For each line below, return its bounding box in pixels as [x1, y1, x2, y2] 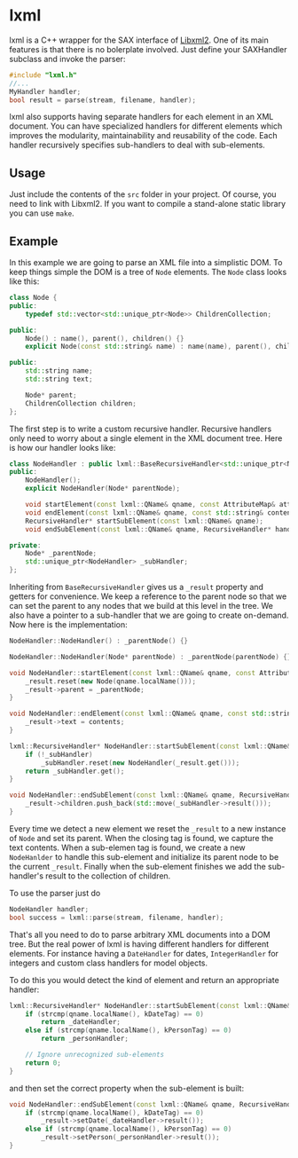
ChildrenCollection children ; [25, 398, 137, 408]
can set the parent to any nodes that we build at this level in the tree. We [9, 601, 273, 611]
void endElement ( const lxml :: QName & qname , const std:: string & [25, 508, 264, 517]
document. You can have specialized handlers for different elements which [9, 121, 283, 131]
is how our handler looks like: [9, 442, 116, 453]
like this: [9, 276, 40, 287]
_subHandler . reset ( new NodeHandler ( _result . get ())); [41, 758, 240, 768]
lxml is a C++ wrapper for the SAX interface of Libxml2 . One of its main [9, 35, 269, 45]
